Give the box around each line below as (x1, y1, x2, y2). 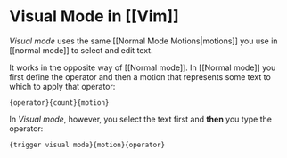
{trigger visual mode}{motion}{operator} (9, 140, 166, 149)
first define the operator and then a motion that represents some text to (9, 71, 272, 82)
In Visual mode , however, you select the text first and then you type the (9, 114, 272, 124)
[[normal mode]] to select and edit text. (9, 44, 153, 55)
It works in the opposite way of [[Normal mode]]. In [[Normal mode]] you (9, 62, 276, 73)
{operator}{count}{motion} (9, 98, 110, 107)
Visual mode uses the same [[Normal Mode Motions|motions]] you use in (9, 36, 278, 46)
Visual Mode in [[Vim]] (9, 6, 180, 27)
